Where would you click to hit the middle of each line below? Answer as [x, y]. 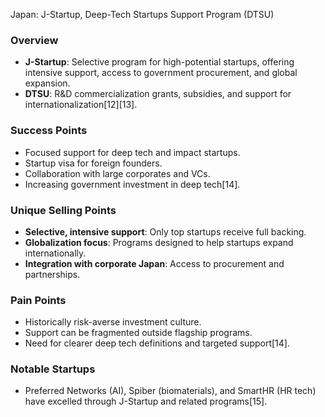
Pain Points [38, 300]
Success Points [49, 131]
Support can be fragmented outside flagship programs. [138, 333]
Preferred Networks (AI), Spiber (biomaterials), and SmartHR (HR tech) [170, 391]
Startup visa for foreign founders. [93, 163]
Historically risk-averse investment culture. [113, 322]
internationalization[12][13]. [81, 105]
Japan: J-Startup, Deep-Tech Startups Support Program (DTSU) [142, 14]
